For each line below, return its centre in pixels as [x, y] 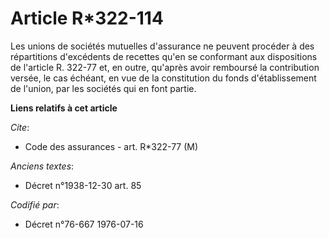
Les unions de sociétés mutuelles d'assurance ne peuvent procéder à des [162, 46]
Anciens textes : [42, 166]
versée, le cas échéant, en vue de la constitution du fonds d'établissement [163, 78]
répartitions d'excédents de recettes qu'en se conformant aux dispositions [164, 56]
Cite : [20, 127]
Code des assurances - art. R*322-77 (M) [111, 146]
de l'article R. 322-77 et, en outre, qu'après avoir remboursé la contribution [165, 67]
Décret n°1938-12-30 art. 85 [83, 185]
